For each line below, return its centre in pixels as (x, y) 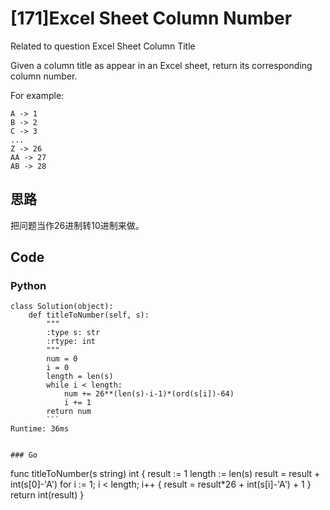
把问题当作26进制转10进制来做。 (77, 225)
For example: (37, 95)
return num (69, 412)
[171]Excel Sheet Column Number (151, 18)
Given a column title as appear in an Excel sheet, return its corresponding (161, 65)
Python (28, 286)
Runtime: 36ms (40, 429)
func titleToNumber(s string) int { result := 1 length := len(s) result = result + (165, 474)
